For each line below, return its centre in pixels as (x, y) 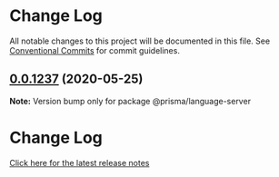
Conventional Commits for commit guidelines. (95, 50)
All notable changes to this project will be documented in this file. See (140, 41)
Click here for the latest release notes (80, 162)
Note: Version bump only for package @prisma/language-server (130, 101)
